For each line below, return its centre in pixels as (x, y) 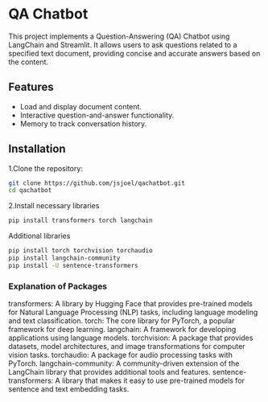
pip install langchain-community (64, 258)
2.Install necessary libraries (54, 206)
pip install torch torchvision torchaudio (80, 251)
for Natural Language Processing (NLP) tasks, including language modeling (133, 312)
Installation (37, 149)
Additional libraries (39, 236)
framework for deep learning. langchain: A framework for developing (122, 330)
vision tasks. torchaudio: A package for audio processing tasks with (121, 355)
